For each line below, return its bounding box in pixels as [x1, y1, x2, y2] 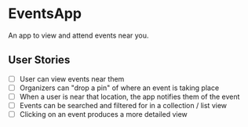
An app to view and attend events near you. [8, 31, 149, 40]
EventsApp [8, 5, 82, 23]
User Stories [8, 53, 71, 67]
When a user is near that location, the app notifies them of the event [19, 92, 240, 101]
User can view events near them [19, 74, 125, 83]
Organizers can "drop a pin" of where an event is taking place [19, 83, 220, 93]
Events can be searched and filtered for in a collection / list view [19, 100, 228, 110]
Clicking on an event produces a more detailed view [19, 110, 188, 118]
